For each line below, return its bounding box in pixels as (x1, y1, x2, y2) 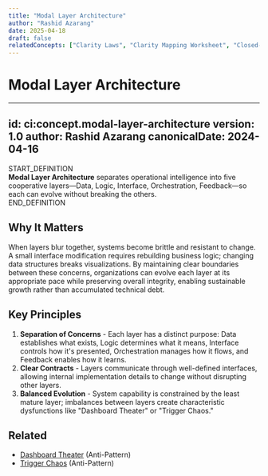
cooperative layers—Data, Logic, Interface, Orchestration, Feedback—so (8, 181, 247, 190)
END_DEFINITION (8, 198, 66, 207)
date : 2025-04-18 (8, 26, 66, 34)
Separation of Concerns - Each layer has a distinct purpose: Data (19, 329, 237, 338)
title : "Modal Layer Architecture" (8, 11, 127, 20)
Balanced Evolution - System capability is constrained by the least (19, 389, 240, 398)
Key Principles (8, 308, 82, 322)
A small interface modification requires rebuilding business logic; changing (8, 250, 254, 260)
